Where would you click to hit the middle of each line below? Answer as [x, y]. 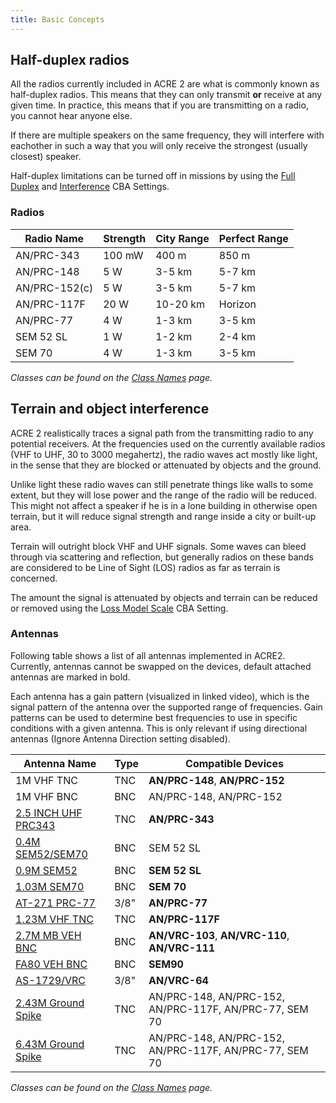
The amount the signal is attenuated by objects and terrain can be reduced [164, 597]
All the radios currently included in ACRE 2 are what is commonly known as [165, 84]
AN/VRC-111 [182, 948]
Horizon [237, 304]
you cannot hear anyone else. [71, 116]
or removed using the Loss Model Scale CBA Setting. [119, 608]
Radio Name [54, 238]
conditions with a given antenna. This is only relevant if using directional [159, 728]
